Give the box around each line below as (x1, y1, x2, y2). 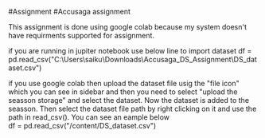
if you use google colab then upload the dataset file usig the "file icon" (8, 79, 240, 88)
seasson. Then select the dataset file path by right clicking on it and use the (8, 104, 257, 113)
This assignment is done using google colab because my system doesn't (8, 22, 247, 31)
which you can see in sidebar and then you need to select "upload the (8, 87, 238, 97)
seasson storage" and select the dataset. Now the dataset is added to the (8, 96, 249, 104)
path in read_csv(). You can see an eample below (8, 112, 170, 122)
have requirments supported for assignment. (8, 31, 155, 40)
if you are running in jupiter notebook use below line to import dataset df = (8, 46, 252, 55)
